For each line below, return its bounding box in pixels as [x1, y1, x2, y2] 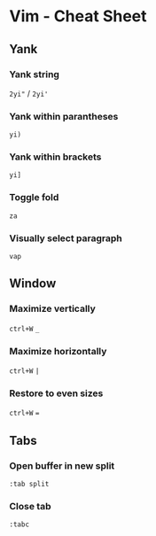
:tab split [9, 480, 50, 489]
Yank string [9, 68, 60, 81]
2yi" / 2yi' [9, 88, 49, 98]
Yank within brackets [9, 151, 102, 163]
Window [9, 276, 57, 291]
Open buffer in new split [9, 459, 115, 471]
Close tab [9, 500, 51, 512]
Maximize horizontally [9, 345, 107, 357]
